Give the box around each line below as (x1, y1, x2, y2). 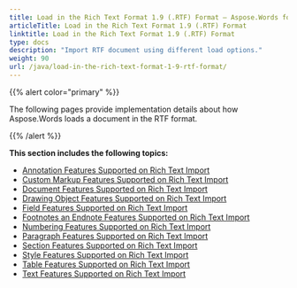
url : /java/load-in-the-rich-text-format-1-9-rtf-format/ (9, 63, 227, 72)
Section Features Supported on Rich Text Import (21, 240, 198, 251)
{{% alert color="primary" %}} (9, 86, 120, 97)
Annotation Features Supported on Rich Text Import (21, 165, 210, 175)
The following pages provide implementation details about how (9, 104, 239, 114)
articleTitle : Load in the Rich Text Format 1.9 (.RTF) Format (9, 21, 247, 30)
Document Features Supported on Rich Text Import (21, 183, 208, 194)
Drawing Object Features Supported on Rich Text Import (21, 192, 227, 204)
